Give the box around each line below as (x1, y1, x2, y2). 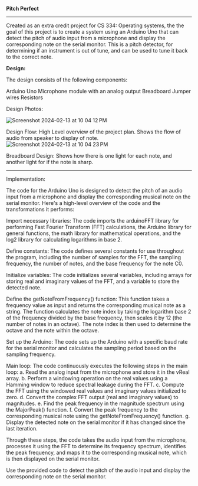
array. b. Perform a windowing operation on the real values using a (6, 375, 168, 381)
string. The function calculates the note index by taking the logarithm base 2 (6, 308, 192, 315)
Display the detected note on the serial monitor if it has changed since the (6, 419, 186, 426)
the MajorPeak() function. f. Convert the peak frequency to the (6, 406, 158, 413)
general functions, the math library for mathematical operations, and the (6, 230, 181, 237)
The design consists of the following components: (6, 76, 128, 83)
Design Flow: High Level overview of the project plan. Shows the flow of (6, 128, 181, 135)
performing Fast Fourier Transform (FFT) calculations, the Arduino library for (6, 224, 192, 230)
